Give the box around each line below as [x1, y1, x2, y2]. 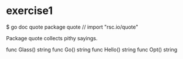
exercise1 [6, 4, 53, 18]
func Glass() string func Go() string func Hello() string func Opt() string [6, 46, 178, 53]
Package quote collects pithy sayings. [6, 34, 98, 41]
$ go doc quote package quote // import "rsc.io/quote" [6, 23, 138, 30]
